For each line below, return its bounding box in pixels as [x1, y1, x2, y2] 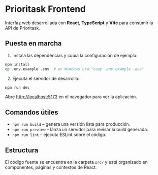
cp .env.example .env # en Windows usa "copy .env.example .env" [5, 67, 144, 71]
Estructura [5, 146, 38, 154]
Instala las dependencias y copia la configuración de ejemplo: [12, 52, 138, 58]
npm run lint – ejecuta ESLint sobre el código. [12, 132, 107, 138]
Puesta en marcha [5, 39, 62, 48]
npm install [5, 62, 30, 67]
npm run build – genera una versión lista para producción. [12, 121, 130, 127]
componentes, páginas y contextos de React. [5, 164, 97, 170]
